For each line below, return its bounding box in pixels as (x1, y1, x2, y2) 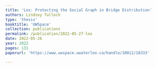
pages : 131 (5, 46, 29, 51)
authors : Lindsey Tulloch (5, 12, 60, 17)
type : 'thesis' (5, 17, 38, 22)
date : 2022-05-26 (5, 36, 42, 41)
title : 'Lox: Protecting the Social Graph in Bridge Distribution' (5, 7, 152, 13)
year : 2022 (5, 41, 29, 46)
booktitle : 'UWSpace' (5, 21, 52, 27)
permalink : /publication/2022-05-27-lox (5, 31, 93, 36)
